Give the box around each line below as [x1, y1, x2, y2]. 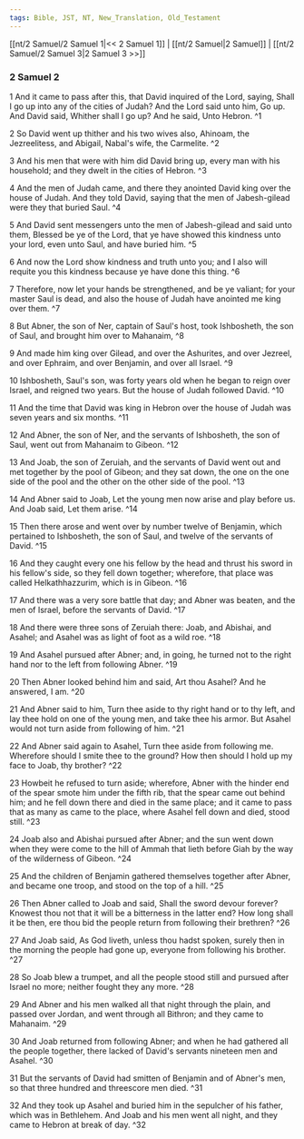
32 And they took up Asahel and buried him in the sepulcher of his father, [9, 1100, 284, 1111]
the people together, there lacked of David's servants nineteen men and [9, 1045, 279, 1056]
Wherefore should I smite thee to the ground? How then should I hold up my [9, 750, 293, 761]
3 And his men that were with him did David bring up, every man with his [9, 155, 280, 166]
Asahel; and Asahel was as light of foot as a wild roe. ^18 [9, 631, 221, 642]
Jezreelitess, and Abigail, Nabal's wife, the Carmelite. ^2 [9, 137, 220, 148]
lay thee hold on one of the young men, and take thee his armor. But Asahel [9, 713, 291, 724]
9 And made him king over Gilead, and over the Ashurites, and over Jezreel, [9, 347, 292, 359]
